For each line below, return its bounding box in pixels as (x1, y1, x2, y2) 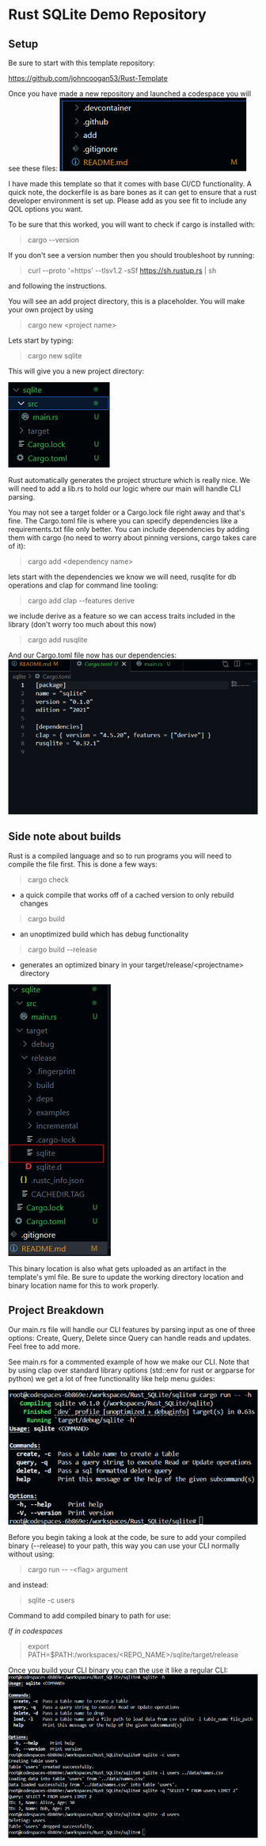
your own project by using (8, 305, 93, 314)
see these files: (8, 164, 58, 173)
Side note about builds (8, 830, 121, 844)
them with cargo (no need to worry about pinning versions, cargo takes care (8, 533, 257, 542)
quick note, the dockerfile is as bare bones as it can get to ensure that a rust (8, 188, 257, 197)
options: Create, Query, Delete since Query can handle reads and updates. (8, 1333, 252, 1342)
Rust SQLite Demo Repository (8, 6, 207, 24)
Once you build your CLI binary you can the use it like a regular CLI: (8, 1665, 228, 1675)
